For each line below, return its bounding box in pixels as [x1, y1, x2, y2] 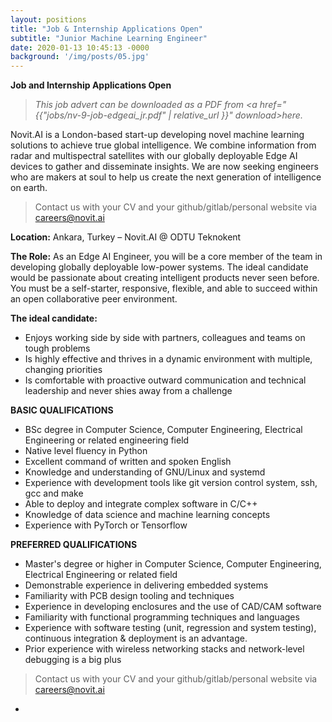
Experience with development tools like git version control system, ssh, [24, 477, 318, 489]
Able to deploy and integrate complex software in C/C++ [24, 498, 258, 510]
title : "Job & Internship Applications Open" [10, 24, 203, 34]
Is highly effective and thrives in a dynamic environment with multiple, [24, 353, 313, 365]
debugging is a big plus [24, 654, 122, 666]
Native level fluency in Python [24, 445, 148, 457]
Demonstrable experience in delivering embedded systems [24, 579, 269, 591]
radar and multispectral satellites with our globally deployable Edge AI [10, 150, 298, 162]
